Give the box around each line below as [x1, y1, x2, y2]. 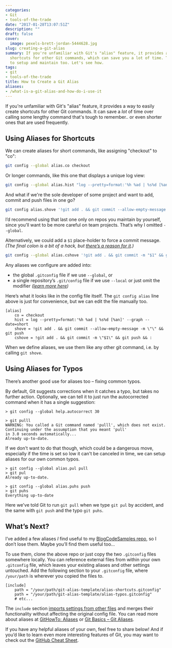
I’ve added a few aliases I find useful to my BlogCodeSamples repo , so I [5, 535, 157, 542]
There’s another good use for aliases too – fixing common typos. [5, 378, 141, 384]
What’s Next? [5, 522, 50, 531]
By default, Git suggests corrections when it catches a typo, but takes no [5, 388, 159, 394]
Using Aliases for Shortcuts [5, 134, 95, 143]
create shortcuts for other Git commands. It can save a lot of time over [5, 108, 154, 115]
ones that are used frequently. [5, 119, 69, 125]
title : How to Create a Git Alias [5, 79, 79, 84]
